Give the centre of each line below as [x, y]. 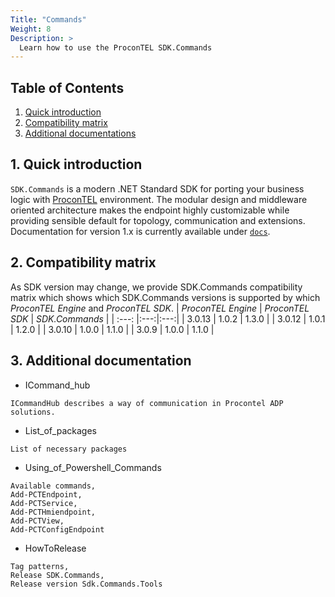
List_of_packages [60, 430]
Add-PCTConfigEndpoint [57, 529]
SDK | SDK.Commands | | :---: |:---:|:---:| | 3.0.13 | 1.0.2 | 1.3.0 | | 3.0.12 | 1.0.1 [168, 318]
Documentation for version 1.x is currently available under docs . [140, 231]
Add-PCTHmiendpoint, [53, 512]
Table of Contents [67, 87]
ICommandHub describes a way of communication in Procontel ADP [147, 403]
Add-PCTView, [37, 521]
